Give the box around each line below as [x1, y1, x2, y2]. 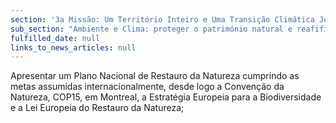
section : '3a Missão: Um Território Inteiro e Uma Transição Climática [10, 14, 315, 25]
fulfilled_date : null [10, 33, 101, 43]
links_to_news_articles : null [10, 42, 137, 53]
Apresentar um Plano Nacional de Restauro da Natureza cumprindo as [10, 70, 300, 82]
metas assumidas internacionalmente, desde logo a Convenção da [10, 81, 285, 93]
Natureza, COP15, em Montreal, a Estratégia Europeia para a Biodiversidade [10, 91, 322, 103]
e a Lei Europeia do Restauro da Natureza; [10, 102, 185, 114]
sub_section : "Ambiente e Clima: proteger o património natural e [10, 24, 293, 34]
